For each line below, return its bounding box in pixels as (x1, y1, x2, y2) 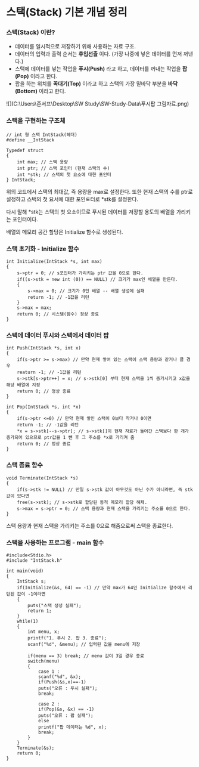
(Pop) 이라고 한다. (14, 73, 58, 80)
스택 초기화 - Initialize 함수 (6, 245, 79, 253)
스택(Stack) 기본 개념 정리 (6, 5, 128, 19)
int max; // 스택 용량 (17, 159, 69, 165)
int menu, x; (27, 629, 60, 635)
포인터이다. (12, 215, 39, 222)
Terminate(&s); (17, 745, 55, 751)
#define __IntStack (6, 137, 55, 143)
